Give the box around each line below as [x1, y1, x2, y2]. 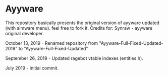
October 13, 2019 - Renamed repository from [5, 40, 98, 46]
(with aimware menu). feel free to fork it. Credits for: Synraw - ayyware [5, 25, 153, 31]
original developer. [5, 30, 44, 36]
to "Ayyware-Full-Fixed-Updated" [18, 45, 88, 51]
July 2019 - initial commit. [5, 65, 59, 71]
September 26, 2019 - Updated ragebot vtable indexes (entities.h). [5, 55, 144, 61]
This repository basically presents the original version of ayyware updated [5, 20, 160, 26]
